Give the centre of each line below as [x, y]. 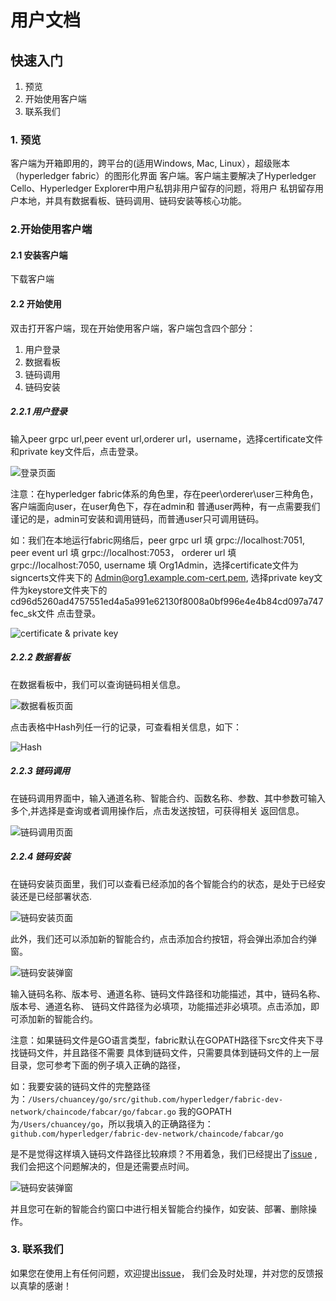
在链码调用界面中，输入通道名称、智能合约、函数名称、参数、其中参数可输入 [168, 798]
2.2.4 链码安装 [40, 857]
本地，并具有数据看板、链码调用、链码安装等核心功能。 [132, 201]
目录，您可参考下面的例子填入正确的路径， [98, 1065]
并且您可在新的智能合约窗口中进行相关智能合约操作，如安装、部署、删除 [159, 1208]
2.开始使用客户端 [51, 229]
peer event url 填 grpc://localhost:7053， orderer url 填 [123, 552]
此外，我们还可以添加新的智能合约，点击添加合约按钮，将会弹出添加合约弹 [163, 938]
